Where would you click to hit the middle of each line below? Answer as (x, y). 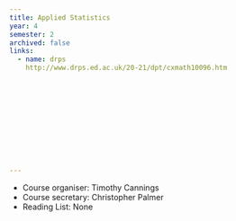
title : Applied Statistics (60, 18)
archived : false (40, 43)
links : (22, 51)
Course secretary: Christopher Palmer (93, 197)
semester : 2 (32, 34)
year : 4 (24, 26)
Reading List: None (58, 207)
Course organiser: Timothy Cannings (91, 187)
